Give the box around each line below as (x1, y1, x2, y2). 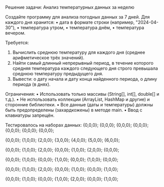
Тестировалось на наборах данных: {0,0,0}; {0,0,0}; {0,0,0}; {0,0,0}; (5, 122, 149, 128)
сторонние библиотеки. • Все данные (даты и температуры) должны (5, 102, 153, 107)
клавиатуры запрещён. (5, 112, 55, 118)
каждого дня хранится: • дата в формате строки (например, (5, 20, 135, 25)
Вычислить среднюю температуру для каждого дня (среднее (12, 50, 145, 55)
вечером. (5, 30, 26, 36)
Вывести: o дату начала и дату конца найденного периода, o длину (12, 76, 157, 82)
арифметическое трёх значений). (12, 55, 85, 61)
